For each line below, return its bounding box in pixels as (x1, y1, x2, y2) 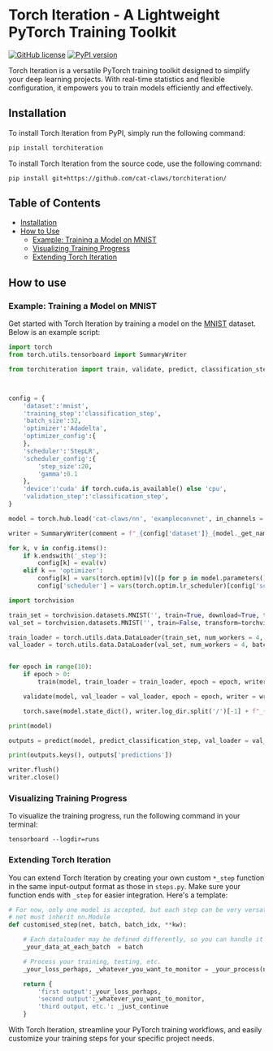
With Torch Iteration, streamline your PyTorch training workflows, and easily (8, 1025, 262, 1035)
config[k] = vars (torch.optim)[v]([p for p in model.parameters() (37, 575, 267, 583)
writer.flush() (8, 766, 60, 774)
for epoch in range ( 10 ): (8, 662, 93, 671)
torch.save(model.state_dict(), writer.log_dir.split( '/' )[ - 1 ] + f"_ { (23, 707, 267, 715)
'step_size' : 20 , (37, 462, 93, 471)
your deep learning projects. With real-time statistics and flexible (8, 74, 225, 84)
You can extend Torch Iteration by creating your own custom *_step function (8, 872, 265, 883)
